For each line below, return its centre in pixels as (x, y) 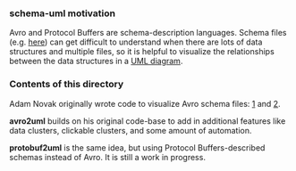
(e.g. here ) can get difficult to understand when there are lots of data (136, 42)
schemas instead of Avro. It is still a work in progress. (107, 157)
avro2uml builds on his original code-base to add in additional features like (148, 121)
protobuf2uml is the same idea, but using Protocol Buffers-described (137, 147)
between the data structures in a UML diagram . (96, 61)
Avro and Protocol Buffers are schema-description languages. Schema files (148, 33)
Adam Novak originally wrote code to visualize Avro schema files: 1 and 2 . (145, 103)
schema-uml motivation (63, 13)
